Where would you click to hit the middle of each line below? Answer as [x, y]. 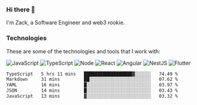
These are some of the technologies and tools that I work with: [83, 51]
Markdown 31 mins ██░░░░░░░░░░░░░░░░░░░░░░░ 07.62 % [92, 79]
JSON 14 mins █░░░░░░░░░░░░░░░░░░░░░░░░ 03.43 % [92, 91]
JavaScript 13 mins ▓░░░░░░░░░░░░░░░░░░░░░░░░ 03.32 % [92, 96]
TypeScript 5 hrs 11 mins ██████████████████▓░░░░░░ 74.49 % [92, 74]
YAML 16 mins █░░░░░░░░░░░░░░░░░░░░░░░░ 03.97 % [92, 85]
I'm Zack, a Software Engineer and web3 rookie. [66, 23]
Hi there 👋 [21, 10]
